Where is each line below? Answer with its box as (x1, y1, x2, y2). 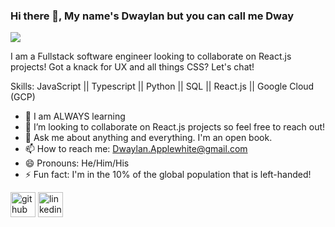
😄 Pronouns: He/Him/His (24, 157, 130, 169)
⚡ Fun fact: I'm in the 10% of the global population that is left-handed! (24, 169, 312, 181)
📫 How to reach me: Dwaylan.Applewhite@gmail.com (24, 143, 248, 155)
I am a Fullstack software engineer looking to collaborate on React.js (10, 50, 292, 63)
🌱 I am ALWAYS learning (24, 110, 126, 123)
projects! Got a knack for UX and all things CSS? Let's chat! (10, 61, 255, 73)
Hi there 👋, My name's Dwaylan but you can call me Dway (10, 9, 295, 23)
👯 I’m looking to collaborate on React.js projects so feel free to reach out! (24, 121, 326, 133)
